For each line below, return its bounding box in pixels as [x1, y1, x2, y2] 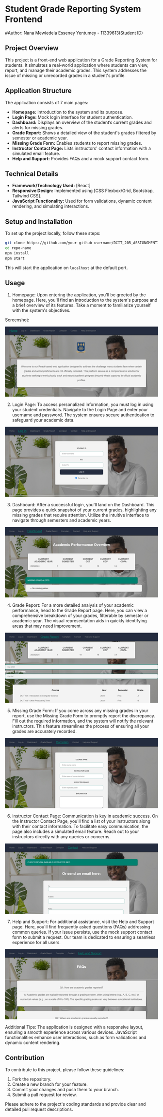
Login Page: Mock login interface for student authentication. [12, 114, 133, 120]
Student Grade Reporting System [5, 3, 142, 15]
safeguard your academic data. [12, 417, 75, 423]
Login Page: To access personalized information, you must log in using [12, 401, 154, 407]
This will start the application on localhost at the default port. [5, 265, 128, 270]
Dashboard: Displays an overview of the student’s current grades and [12, 119, 152, 125]
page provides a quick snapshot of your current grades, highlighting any [12, 507, 157, 513]
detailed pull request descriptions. [5, 1106, 73, 1112]
